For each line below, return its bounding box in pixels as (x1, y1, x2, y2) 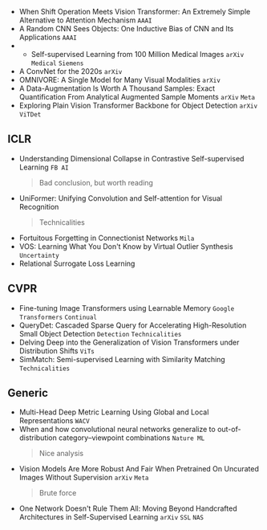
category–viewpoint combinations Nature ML (58, 433, 205, 442)
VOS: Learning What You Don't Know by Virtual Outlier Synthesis (18, 241, 233, 251)
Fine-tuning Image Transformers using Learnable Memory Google (18, 303, 235, 312)
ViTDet (18, 111, 42, 119)
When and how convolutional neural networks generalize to (18, 425, 216, 434)
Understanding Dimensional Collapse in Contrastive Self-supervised (18, 153, 245, 163)
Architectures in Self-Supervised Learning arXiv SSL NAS (18, 512, 204, 522)
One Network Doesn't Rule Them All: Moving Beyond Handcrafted (18, 503, 237, 513)
